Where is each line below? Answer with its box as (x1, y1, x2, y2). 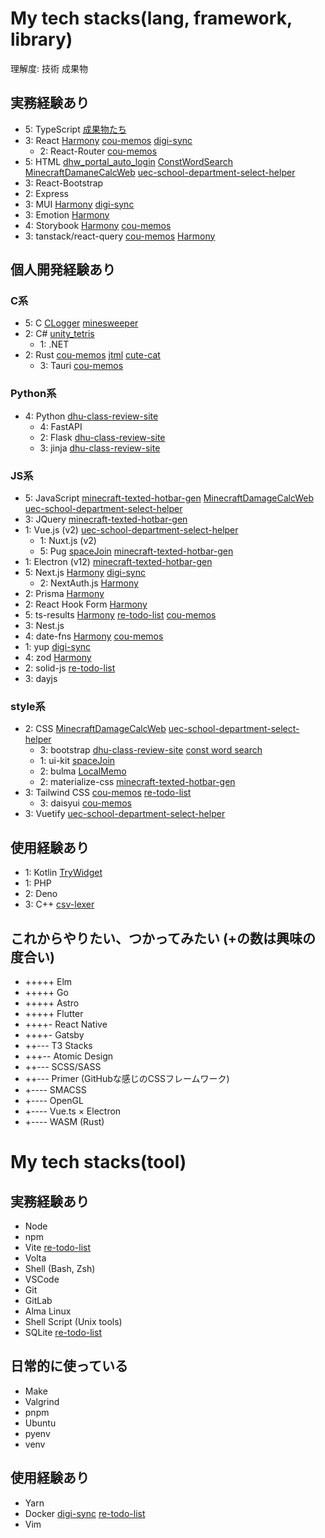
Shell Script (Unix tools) (24, 1315, 123, 1327)
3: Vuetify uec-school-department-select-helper (24, 808, 226, 820)
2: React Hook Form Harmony (24, 598, 148, 611)
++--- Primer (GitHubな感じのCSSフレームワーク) (24, 1072, 230, 1084)
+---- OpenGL (24, 1094, 84, 1106)
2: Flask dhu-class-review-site (39, 431, 166, 443)
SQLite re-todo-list (24, 1326, 102, 1338)
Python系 (10, 387, 57, 401)
